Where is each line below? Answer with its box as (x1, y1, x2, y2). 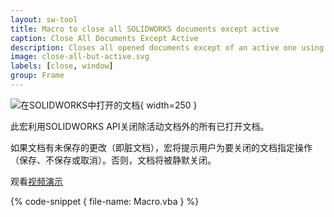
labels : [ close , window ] (10, 61, 114, 71)
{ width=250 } (139, 99, 198, 111)
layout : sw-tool (10, 14, 78, 25)
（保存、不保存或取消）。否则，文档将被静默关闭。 (10, 154, 217, 166)
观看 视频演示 (10, 175, 63, 187)
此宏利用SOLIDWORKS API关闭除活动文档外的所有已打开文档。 (10, 120, 270, 132)
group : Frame (10, 71, 65, 81)
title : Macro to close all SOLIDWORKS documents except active (10, 24, 280, 34)
